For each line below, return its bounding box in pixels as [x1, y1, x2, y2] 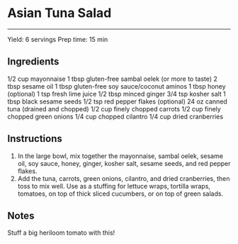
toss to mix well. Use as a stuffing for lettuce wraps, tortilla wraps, [17, 182, 211, 190]
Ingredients [7, 55, 59, 68]
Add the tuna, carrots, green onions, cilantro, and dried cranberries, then [17, 174, 230, 182]
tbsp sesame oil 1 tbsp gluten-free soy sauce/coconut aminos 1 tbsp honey [7, 82, 226, 90]
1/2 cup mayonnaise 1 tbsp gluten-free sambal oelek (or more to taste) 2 [7, 74, 218, 83]
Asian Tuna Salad [7, 5, 112, 21]
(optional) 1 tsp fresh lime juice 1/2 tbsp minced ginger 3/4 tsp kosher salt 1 [7, 89, 227, 98]
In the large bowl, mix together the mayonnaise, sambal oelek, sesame [17, 151, 223, 160]
